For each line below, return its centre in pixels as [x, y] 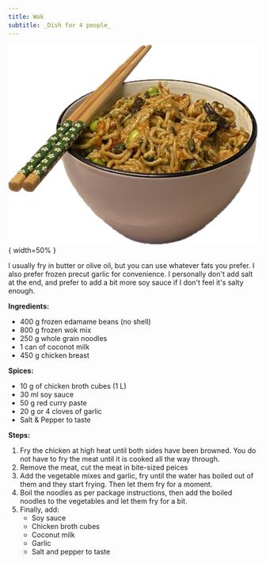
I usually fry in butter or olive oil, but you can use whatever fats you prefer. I [131, 265]
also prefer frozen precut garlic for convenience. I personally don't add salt [131, 274]
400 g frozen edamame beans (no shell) [85, 321]
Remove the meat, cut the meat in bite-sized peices [104, 467]
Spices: [21, 370]
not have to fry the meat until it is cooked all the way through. [120, 458]
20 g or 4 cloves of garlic [61, 411]
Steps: [19, 435]
